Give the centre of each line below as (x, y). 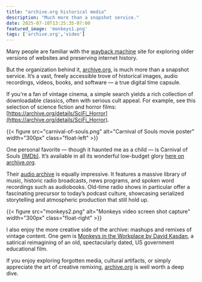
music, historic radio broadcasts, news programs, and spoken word (90, 181)
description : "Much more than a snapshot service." (73, 18)
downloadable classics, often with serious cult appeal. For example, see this (101, 101)
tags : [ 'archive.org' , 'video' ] (46, 34)
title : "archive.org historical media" (57, 12)
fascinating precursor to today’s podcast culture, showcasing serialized (95, 193)
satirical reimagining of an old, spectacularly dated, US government (90, 243)
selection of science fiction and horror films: (61, 107)
